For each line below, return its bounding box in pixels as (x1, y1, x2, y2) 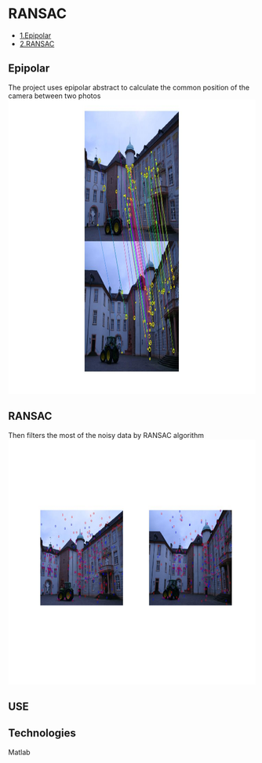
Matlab (8, 747, 31, 757)
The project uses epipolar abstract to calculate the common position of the (8, 82, 249, 92)
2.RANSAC (19, 38, 55, 48)
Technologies (8, 727, 77, 740)
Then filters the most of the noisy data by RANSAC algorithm (8, 430, 204, 440)
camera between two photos (8, 91, 101, 100)
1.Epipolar (19, 31, 52, 40)
